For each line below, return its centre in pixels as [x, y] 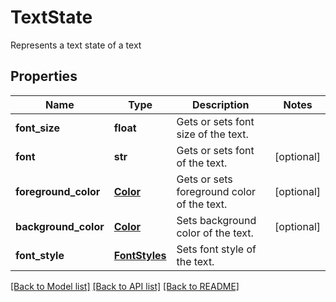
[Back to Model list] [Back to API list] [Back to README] [125, 286]
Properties [44, 76]
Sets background [216, 220]
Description [221, 104]
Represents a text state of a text [76, 45]
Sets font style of [216, 249]
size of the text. [212, 134]
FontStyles [140, 255]
